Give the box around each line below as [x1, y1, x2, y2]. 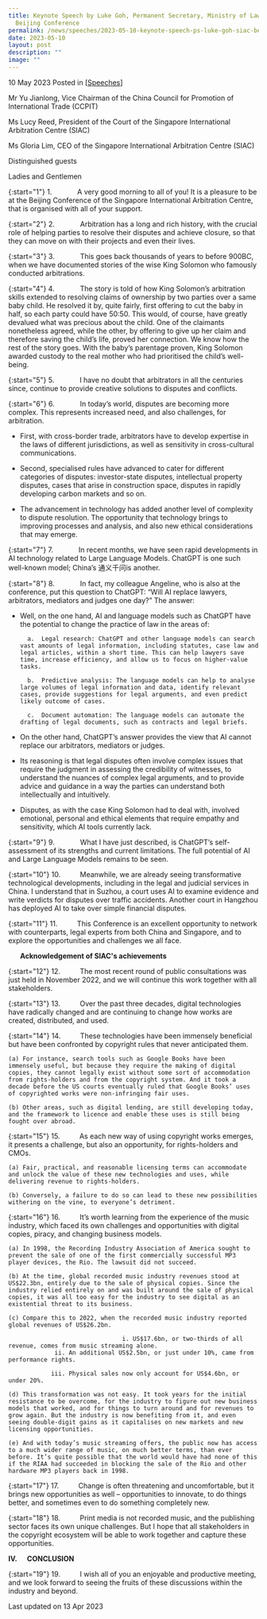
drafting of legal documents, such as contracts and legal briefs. [19, 718, 248, 726]
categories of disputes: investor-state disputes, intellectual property [19, 472, 242, 481]
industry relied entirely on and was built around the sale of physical [8, 1286, 254, 1294]
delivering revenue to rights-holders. [8, 1177, 141, 1185]
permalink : [8, 26, 44, 34]
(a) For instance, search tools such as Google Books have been [8, 1054, 226, 1063]
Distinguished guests [8, 156, 77, 165]
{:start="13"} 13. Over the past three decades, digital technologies [8, 999, 242, 1008]
